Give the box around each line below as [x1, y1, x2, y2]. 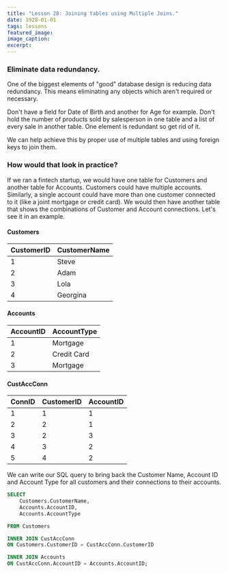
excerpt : [7, 42, 32, 49]
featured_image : [7, 29, 53, 36]
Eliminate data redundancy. [7, 64, 100, 74]
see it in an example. [7, 212, 66, 220]
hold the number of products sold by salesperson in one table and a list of [7, 115, 215, 123]
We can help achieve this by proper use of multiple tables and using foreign [7, 136, 220, 144]
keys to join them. [7, 143, 57, 151]
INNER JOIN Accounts [7, 554, 66, 561]
